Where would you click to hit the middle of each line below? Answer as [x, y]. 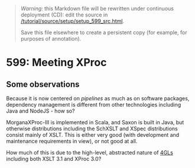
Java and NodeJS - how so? [40, 111]
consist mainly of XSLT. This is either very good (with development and [93, 135]
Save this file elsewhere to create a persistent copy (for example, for [104, 32]
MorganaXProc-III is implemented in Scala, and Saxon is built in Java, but [95, 122]
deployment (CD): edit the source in [64, 15]
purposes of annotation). [51, 39]
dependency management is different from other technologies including [94, 105]
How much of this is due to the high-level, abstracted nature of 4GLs [90, 152]
